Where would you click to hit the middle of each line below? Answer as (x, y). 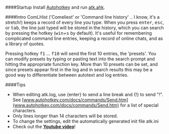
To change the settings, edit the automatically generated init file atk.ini (86, 121)
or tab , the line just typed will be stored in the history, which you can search (84, 28)
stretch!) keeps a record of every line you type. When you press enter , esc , (85, 22)
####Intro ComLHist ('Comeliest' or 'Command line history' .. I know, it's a (82, 17)
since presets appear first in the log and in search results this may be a (79, 70)
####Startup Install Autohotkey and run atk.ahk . (55, 7)
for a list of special (139, 105)
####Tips (15, 85)
